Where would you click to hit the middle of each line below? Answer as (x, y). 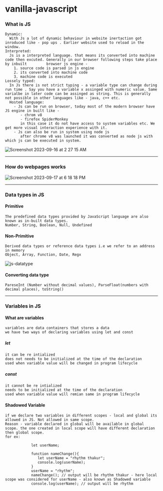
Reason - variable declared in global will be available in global (75, 424)
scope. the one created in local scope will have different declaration (80, 428)
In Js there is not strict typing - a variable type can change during (83, 85)
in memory (15, 251)
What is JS (18, 24)
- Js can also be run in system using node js (62, 132)
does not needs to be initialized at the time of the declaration (73, 359)
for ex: (13, 436)
